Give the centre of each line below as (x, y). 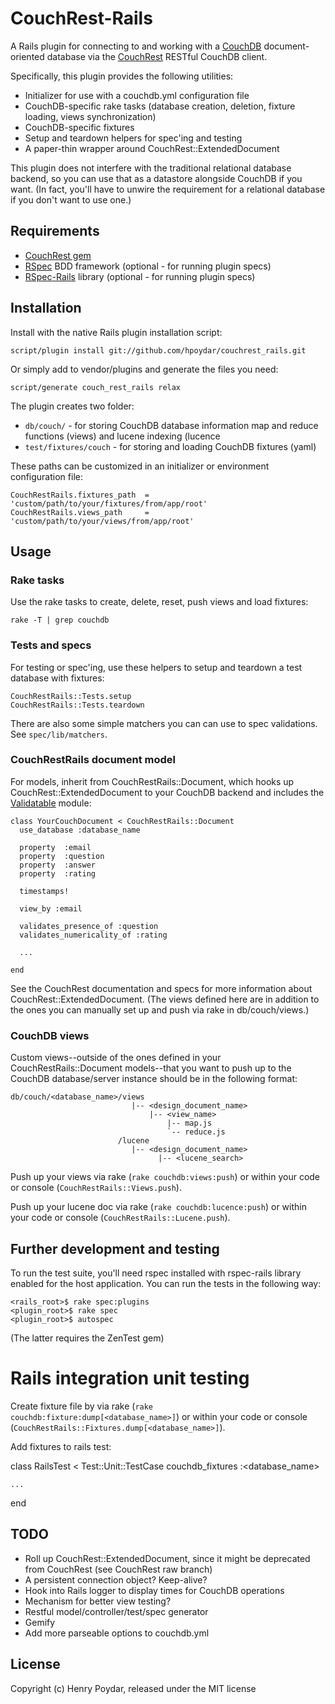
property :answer (58, 865)
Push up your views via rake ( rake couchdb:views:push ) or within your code (165, 1177)
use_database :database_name (80, 830)
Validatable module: (51, 803)
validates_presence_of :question (89, 926)
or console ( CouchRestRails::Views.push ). (96, 1188)
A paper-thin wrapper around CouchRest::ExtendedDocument (152, 148)
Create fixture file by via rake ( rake (82, 1406)
